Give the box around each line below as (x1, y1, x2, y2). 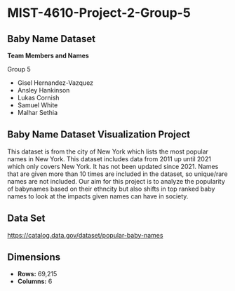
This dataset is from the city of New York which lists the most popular (7, 147, 209, 156)
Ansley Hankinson (17, 86, 70, 94)
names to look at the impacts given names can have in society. (7, 191, 189, 201)
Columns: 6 (17, 277, 53, 285)
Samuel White (17, 101, 58, 109)
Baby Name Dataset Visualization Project (7, 128, 191, 141)
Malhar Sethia (17, 109, 58, 116)
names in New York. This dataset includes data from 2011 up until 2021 (7, 154, 212, 163)
